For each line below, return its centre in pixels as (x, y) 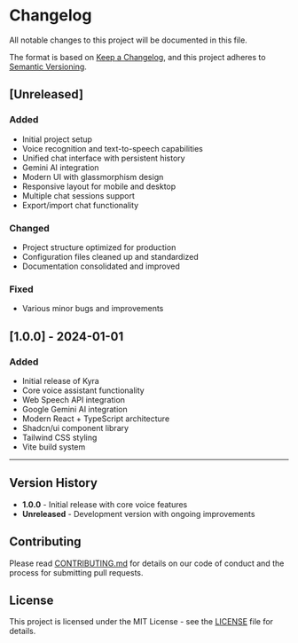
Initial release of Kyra (60, 380)
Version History (53, 483)
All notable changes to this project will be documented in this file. (129, 40)
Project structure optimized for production (99, 247)
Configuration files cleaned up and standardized (110, 256)
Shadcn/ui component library (75, 427)
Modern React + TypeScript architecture (96, 419)
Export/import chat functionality (80, 205)
